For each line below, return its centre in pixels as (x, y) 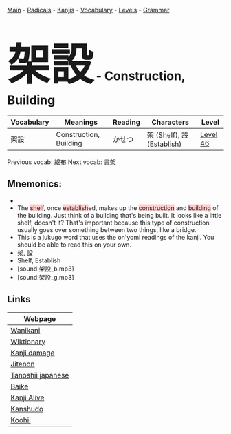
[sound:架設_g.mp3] (45, 277)
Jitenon (23, 364)
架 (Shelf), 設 (168, 135)
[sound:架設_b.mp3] (45, 269)
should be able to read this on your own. (74, 245)
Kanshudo (27, 409)
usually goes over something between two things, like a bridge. (107, 229)
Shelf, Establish (39, 260)
